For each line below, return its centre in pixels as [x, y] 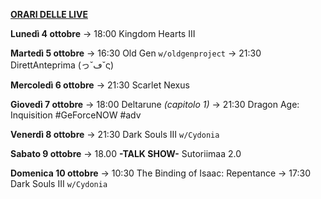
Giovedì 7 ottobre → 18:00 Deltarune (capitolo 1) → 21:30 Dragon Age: [155, 104]
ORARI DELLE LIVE [49, 14]
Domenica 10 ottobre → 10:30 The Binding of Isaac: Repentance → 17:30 [160, 173]
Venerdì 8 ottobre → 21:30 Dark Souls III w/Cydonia [115, 134]
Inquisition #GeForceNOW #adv [76, 115]
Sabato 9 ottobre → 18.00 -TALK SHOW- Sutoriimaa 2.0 [126, 153]
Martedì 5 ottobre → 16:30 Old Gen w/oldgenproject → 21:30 [136, 53]
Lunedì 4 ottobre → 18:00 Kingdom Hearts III [103, 33]
